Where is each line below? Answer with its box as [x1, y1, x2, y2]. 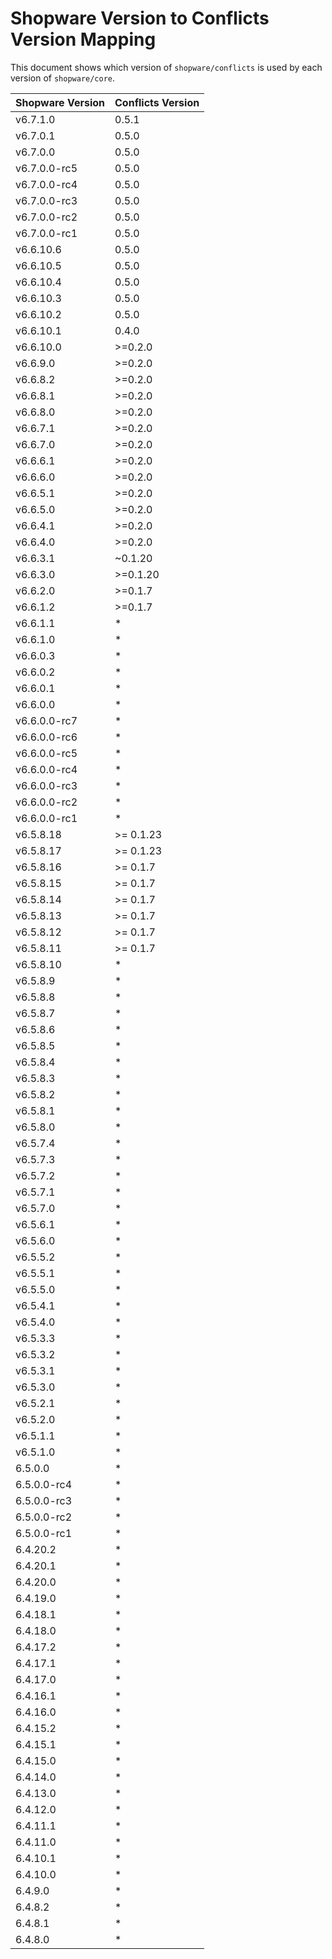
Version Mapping [10, 28, 157, 51]
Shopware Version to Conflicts [10, 7, 270, 30]
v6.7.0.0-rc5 [15, 161, 78, 175]
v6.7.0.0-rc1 [15, 226, 78, 240]
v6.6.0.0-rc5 [15, 746, 78, 760]
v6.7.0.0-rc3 [15, 193, 78, 207]
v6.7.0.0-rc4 [15, 177, 78, 191]
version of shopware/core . [10, 72, 116, 84]
